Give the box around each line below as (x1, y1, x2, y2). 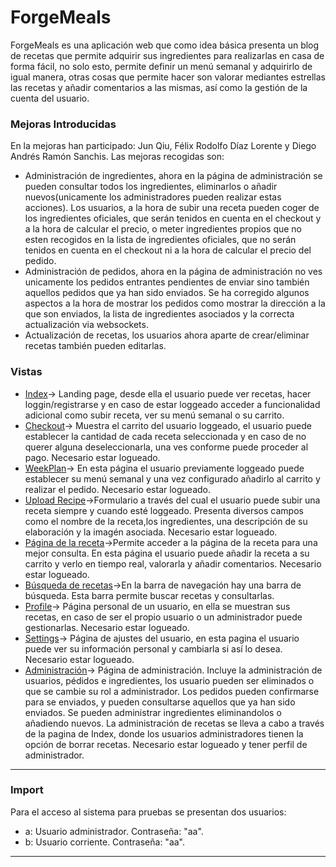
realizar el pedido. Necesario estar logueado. (24, 483, 212, 495)
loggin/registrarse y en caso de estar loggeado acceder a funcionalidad (24, 398, 321, 410)
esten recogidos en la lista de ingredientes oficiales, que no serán (24, 234, 297, 246)
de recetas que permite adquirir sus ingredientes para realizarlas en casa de (10, 49, 325, 61)
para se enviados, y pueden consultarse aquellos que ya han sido (24, 696, 296, 708)
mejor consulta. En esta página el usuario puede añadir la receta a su (24, 547, 310, 559)
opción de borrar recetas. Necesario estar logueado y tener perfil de (24, 738, 308, 750)
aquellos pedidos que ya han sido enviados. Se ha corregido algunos (24, 287, 310, 299)
